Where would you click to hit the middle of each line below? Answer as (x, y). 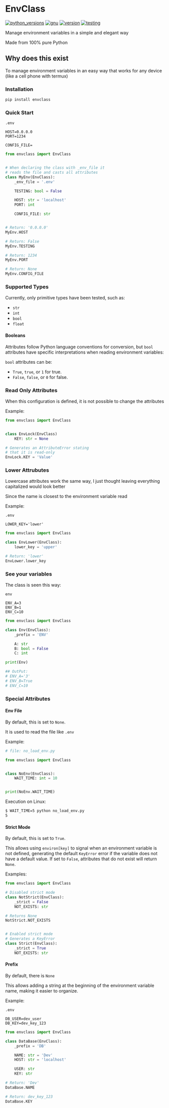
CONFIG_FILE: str (33, 214)
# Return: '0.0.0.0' (27, 228)
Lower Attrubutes (27, 470)
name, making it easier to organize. (42, 990)
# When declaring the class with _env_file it (55, 168)
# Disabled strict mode (30, 893)
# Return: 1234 (21, 255)
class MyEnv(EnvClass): (30, 177)
